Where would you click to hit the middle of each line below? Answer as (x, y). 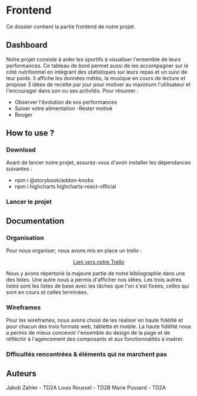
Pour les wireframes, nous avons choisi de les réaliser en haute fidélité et (95, 320)
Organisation (25, 237)
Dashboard (27, 45)
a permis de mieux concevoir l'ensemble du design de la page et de (88, 333)
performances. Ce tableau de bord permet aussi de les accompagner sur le (97, 65)
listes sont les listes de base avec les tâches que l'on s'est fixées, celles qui (98, 286)
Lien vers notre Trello (99, 262)
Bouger (24, 114)
